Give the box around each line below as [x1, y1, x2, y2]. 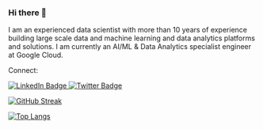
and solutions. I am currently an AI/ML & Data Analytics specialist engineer [8, 42, 252, 51]
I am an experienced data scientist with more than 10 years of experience [8, 25, 248, 35]
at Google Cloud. [8, 51, 63, 60]
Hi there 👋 [8, 7, 48, 18]
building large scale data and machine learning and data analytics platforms [8, 33, 256, 43]
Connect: [8, 66, 38, 75]
